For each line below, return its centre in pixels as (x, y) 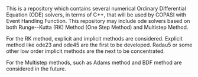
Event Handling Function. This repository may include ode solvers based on (98, 21)
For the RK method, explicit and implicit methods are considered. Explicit (95, 38)
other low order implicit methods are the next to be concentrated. (86, 51)
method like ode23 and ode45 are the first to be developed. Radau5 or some (99, 45)
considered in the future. (36, 69)
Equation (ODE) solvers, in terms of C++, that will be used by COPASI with (96, 15)
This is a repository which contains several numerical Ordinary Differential (96, 9)
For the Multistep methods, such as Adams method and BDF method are (94, 62)
